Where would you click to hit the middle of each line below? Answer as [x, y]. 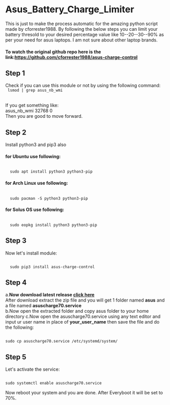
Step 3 [16, 241]
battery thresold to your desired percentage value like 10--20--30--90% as [85, 34]
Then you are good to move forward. [44, 116]
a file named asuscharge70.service [44, 306]
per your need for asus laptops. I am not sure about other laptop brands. [81, 40]
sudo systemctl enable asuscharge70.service [54, 383]
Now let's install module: [31, 253]
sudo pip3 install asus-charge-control [52, 267]
